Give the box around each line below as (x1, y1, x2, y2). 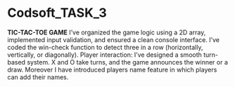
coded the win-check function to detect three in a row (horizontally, (7, 43, 203, 51)
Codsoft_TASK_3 (7, 5, 107, 21)
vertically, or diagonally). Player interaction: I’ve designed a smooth (7, 51, 203, 59)
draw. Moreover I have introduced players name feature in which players (7, 65, 217, 74)
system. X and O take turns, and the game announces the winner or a (27, 58, 229, 66)
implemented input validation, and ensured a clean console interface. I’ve (7, 35, 220, 43)
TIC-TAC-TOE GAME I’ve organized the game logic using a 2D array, (7, 28, 206, 36)
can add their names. (7, 72, 69, 81)
